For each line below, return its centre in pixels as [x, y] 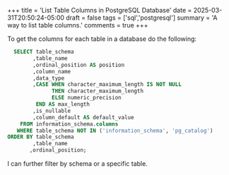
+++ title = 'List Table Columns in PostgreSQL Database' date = [100, 10]
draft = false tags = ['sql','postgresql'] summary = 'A [142, 18]
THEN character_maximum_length [98, 91]
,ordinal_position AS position [79, 65]
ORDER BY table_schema [41, 137]
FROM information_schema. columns [69, 124]
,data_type [49, 78]
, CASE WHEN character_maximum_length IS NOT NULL [107, 85]
